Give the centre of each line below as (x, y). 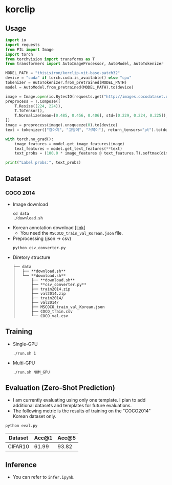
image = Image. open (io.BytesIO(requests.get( (55, 96)
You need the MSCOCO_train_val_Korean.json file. (72, 233)
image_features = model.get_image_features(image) (70, 144)
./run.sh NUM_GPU (31, 372)
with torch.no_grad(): (29, 139)
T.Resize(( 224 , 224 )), (39, 106)
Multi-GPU (24, 363)
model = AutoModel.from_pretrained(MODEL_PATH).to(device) (70, 87)
